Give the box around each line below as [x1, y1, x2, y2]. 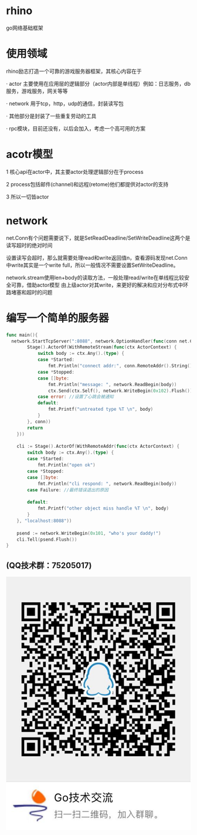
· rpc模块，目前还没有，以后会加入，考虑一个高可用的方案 [6, 125, 146, 132]
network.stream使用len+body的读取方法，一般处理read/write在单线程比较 [6, 274, 185, 281]
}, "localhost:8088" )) [16, 518, 72, 524]
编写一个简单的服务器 [6, 311, 110, 324]
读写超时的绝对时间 [6, 242, 53, 249]
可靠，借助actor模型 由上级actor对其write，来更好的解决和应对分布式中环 [11, 281, 189, 289]
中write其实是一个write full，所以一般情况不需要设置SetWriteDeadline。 [6, 261, 179, 269]
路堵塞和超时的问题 [6, 289, 53, 296]
